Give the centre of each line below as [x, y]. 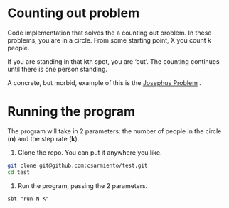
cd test [19, 172]
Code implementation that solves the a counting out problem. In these [110, 33]
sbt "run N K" [28, 199]
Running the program [71, 112]
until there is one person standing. [58, 69]
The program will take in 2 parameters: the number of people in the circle [114, 131]
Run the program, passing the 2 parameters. [82, 185]
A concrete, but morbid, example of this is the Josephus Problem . [104, 82]
